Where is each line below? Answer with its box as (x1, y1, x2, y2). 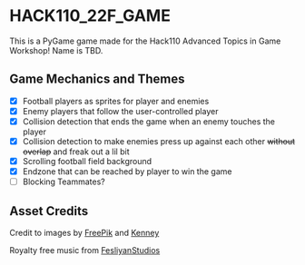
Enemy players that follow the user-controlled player (22, 105, 219, 116)
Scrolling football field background (22, 156, 152, 166)
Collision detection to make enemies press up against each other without (22, 135, 296, 146)
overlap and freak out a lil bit (22, 146, 130, 157)
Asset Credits (9, 203, 89, 219)
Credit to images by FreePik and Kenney (9, 228, 160, 238)
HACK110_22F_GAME (9, 5, 171, 26)
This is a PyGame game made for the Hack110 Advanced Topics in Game (9, 35, 281, 46)
